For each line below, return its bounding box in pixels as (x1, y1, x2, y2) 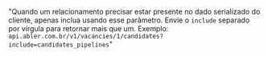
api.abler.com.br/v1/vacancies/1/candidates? (8, 32, 163, 40)
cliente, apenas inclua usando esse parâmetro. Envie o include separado (8, 15, 250, 25)
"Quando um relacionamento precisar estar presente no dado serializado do (8, 7, 261, 16)
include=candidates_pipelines (8, 41, 110, 49)
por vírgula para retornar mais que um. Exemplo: (8, 24, 169, 33)
